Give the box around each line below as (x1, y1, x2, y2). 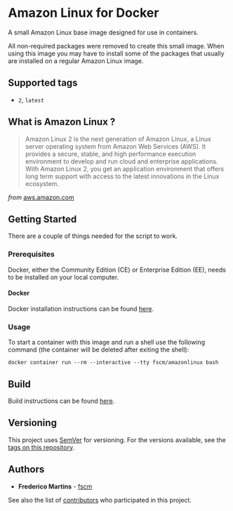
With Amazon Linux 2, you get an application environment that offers (25, 164, 224, 173)
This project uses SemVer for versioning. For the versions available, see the (8, 435, 227, 444)
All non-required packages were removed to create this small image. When (8, 41, 225, 50)
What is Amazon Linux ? (8, 116, 116, 128)
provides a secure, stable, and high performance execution (25, 150, 197, 158)
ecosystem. (25, 179, 59, 187)
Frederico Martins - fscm (18, 482, 93, 491)
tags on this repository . (8, 443, 75, 451)
